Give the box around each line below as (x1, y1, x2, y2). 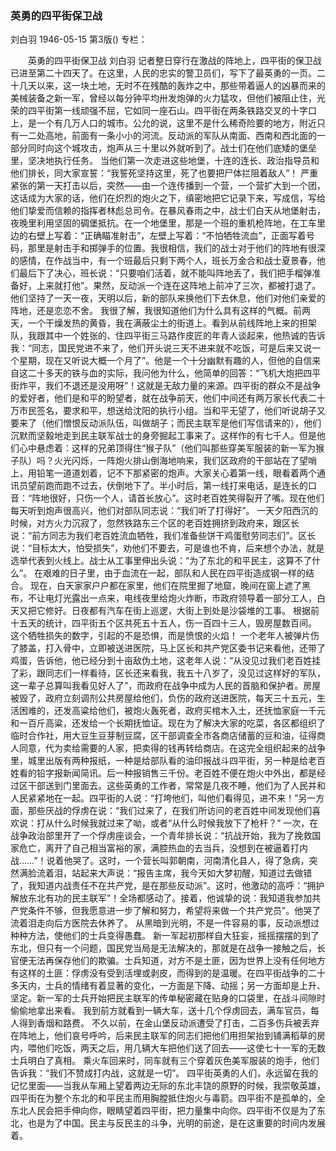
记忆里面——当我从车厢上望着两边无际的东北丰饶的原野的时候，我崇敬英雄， (10, 1080, 326, 1092)
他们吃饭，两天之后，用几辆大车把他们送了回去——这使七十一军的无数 (36, 1042, 326, 1054)
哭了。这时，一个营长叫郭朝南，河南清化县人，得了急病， (72, 855, 310, 867)
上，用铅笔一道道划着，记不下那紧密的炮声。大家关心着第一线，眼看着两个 (10, 467, 317, 479)
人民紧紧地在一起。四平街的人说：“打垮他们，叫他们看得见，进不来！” (10, 792, 299, 804)
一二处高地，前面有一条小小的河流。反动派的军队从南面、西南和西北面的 (18, 130, 317, 142)
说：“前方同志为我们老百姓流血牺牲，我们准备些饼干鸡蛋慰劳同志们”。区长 (10, 530, 317, 542)
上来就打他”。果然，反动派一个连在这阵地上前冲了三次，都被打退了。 (36, 280, 322, 292)
